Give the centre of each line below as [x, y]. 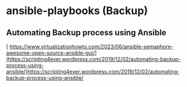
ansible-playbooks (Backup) [77, 11]
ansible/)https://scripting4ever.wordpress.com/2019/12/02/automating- [93, 71]
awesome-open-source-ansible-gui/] [52, 53]
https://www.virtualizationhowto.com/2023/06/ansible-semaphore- [92, 46]
